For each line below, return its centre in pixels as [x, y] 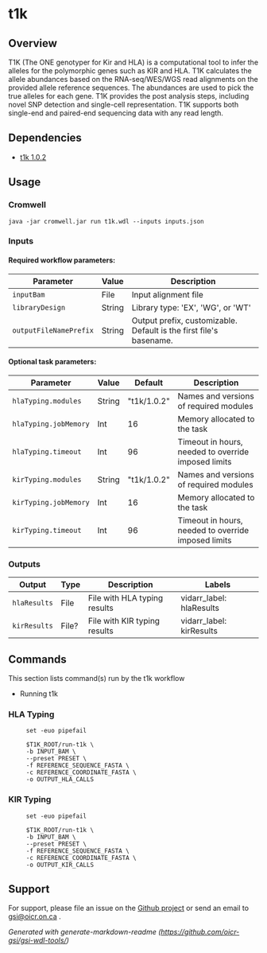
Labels [218, 585]
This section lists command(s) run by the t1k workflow [97, 678]
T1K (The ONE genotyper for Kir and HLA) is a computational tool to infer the [133, 62]
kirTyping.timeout [47, 530]
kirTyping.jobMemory [51, 502]
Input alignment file [168, 294]
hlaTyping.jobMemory [51, 424]
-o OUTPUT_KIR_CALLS [60, 865]
